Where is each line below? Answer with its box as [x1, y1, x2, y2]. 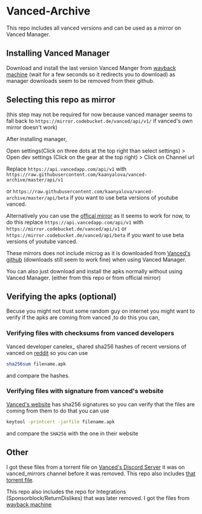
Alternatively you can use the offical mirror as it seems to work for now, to [6, 212, 191, 219]
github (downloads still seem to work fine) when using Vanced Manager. [6, 256, 186, 263]
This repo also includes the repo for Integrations [6, 488, 126, 495]
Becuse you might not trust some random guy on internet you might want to [6, 307, 195, 315]
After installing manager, [6, 135, 68, 143]
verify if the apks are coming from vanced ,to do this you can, [6, 314, 160, 321]
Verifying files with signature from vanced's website [6, 387, 164, 395]
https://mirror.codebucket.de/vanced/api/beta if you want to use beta [6, 231, 184, 238]
